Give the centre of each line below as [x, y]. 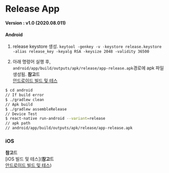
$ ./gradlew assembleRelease [36, 109]
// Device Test [21, 114]
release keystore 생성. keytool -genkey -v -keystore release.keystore [87, 47]
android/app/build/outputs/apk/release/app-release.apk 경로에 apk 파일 [88, 68]
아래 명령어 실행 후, [31, 62]
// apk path [18, 123]
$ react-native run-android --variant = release [55, 119]
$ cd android [19, 90]
